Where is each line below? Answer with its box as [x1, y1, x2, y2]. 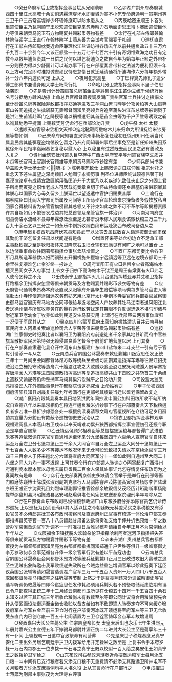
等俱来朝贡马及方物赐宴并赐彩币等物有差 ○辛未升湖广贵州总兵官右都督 [5, 536, 163, 543]
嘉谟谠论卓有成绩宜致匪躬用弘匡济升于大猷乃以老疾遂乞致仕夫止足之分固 [5, 177, 158, 184]
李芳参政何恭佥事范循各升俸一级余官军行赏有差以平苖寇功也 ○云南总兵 [5, 549, 163, 555]
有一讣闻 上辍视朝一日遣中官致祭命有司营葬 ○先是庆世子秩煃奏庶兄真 [5, 633, 160, 638]
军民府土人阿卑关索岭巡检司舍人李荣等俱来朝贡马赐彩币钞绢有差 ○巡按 [5, 325, 163, 331]
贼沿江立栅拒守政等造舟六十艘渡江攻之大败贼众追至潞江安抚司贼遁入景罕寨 [5, 364, 162, 369]
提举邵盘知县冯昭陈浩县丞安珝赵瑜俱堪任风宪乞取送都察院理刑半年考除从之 [5, 492, 162, 497]
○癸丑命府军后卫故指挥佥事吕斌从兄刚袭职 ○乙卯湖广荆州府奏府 [14, 5, 159, 10]
